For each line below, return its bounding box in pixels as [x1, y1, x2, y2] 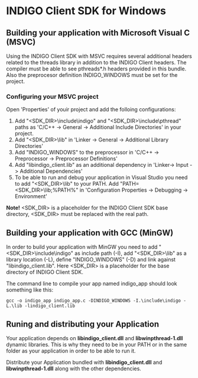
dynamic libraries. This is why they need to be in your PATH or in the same [6, 341, 187, 348]
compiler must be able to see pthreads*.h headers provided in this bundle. [6, 65, 187, 72]
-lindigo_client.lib [24, 303, 76, 309]
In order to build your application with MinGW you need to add [6, 244, 158, 251]
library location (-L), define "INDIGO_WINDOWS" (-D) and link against [6, 256, 176, 263]
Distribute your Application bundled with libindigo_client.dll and [6, 358, 163, 366]
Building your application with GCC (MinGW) [6, 228, 174, 238]
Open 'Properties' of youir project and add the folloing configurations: [6, 106, 176, 113]
